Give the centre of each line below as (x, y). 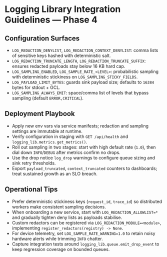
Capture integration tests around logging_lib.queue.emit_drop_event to (85, 244)
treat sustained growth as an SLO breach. (55, 173)
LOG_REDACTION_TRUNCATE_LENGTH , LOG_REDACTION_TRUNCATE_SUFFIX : (79, 61)
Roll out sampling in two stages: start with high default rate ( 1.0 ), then (84, 147)
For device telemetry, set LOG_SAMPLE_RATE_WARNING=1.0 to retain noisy (83, 233)
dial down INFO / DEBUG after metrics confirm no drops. (66, 152)
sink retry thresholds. (34, 163)
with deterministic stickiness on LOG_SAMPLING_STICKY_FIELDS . (75, 77)
